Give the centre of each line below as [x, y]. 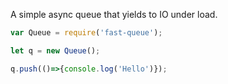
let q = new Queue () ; [55, 50]
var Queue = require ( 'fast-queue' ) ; [86, 33]
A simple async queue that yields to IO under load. [114, 14]
